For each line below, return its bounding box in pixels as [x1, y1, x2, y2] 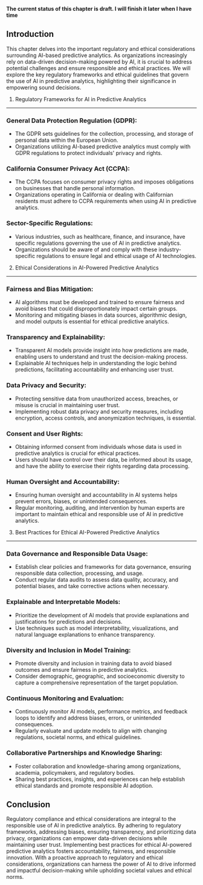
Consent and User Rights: [6, 429, 83, 438]
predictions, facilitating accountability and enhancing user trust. [14, 366, 174, 373]
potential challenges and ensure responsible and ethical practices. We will [6, 64, 191, 71]
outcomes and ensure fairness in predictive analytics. [14, 666, 149, 674]
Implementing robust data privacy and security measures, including [14, 408, 183, 415]
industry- [158, 245, 181, 253]
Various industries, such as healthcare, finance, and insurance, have [14, 233, 185, 240]
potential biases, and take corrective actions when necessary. [14, 583, 169, 590]
